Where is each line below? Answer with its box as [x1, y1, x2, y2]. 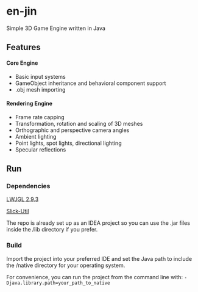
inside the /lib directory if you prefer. [6, 226, 98, 233]
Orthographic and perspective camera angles [15, 126, 130, 134]
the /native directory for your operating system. [6, 261, 126, 269]
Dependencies [6, 182, 51, 191]
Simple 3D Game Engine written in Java [6, 24, 105, 32]
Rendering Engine [6, 100, 53, 108]
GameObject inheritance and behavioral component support [15, 79, 166, 87]
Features [6, 42, 41, 53]
